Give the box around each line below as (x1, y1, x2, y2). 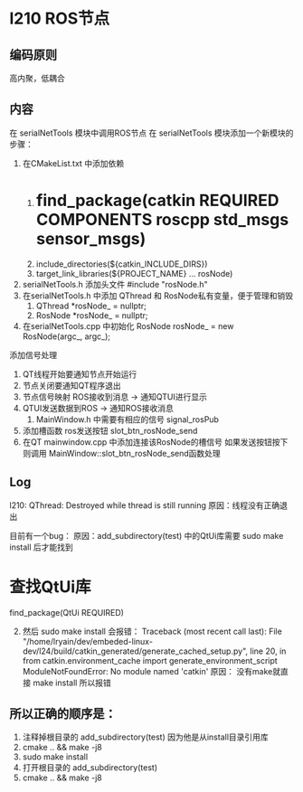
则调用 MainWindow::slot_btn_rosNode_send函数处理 (22, 448, 222, 458)
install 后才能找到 (9, 542, 74, 552)
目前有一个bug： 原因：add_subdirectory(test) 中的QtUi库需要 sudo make (9, 530, 284, 541)
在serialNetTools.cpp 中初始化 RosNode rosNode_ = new (22, 320, 234, 331)
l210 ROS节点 (9, 8, 110, 29)
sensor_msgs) (35, 229, 147, 249)
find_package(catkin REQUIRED (35, 191, 279, 211)
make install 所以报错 (33, 677, 111, 688)
